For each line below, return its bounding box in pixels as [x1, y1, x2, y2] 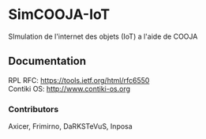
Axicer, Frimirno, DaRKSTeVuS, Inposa [8, 122, 133, 131]
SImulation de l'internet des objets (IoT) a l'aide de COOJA [8, 32, 198, 41]
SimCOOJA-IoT [8, 6, 110, 24]
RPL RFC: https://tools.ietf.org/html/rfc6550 [8, 75, 150, 85]
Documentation [8, 54, 87, 68]
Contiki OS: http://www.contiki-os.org [8, 84, 131, 93]
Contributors [8, 103, 59, 115]
